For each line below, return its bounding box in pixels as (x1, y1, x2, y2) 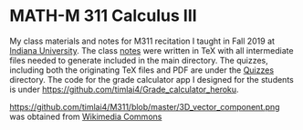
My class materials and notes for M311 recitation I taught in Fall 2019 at (9, 35, 276, 46)
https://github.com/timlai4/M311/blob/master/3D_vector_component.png (9, 101, 280, 112)
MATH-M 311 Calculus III (9, 5, 198, 26)
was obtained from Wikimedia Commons (9, 111, 162, 122)
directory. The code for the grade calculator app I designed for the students (9, 74, 294, 85)
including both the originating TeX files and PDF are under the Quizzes (9, 65, 275, 75)
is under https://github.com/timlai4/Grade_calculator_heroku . (9, 84, 239, 95)
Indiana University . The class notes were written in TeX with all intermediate (9, 45, 294, 55)
